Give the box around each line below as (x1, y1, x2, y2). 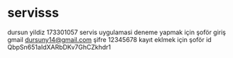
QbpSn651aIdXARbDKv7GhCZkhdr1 (7, 43, 112, 51)
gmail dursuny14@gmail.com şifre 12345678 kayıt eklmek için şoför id (7, 35, 212, 43)
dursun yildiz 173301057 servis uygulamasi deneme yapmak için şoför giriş (7, 28, 226, 36)
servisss (7, 5, 59, 21)
